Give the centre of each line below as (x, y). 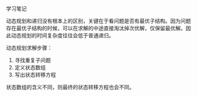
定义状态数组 (30, 67)
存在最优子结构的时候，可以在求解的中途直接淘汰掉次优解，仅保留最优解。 (96, 28)
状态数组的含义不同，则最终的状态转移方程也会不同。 (70, 87)
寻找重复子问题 (33, 60)
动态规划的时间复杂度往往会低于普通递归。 (62, 35)
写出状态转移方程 (35, 75)
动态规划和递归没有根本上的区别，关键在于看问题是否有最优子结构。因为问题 (98, 21)
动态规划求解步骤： (29, 48)
